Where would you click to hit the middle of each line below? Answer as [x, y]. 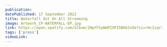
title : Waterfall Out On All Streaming [46, 19]
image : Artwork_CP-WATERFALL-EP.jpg [43, 23]
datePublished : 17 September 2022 [41, 14]
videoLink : [16, 37]
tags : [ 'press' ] [22, 32]
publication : [19, 10]
